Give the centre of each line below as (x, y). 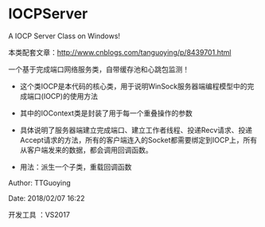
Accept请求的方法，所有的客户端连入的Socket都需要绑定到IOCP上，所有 (138, 139)
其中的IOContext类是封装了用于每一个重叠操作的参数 (106, 113)
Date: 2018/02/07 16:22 (47, 198)
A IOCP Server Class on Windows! (64, 36)
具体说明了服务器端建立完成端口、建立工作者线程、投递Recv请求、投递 (136, 130)
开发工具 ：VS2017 (39, 214)
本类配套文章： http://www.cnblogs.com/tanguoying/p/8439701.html (120, 52)
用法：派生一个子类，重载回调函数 (76, 166)
